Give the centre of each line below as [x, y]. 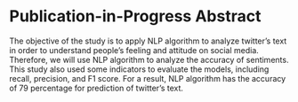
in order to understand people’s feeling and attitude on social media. [134, 50]
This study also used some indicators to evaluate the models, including [139, 69]
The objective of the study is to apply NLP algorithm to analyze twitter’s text [148, 41]
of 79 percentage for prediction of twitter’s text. [97, 88]
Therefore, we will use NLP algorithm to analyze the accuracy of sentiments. [149, 59]
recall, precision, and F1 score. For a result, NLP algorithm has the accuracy [148, 78]
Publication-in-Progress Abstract [135, 16]
